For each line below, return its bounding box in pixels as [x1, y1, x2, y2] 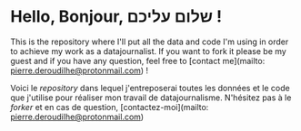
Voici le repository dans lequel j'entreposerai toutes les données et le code [10, 82, 290, 93]
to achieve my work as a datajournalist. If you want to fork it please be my [10, 45, 287, 56]
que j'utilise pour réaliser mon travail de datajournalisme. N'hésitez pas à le [10, 92, 292, 103]
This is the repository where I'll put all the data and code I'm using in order [10, 36, 289, 47]
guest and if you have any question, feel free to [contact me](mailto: [10, 55, 266, 66]
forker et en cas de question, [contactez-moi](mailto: [10, 101, 209, 112]
